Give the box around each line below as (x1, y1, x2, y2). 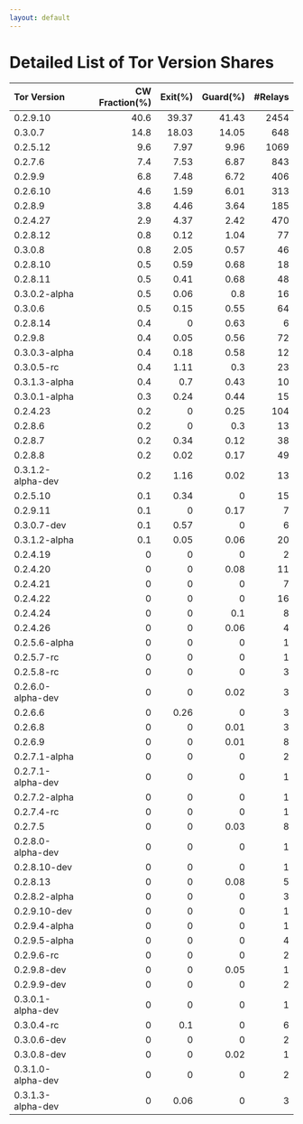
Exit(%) (160, 90, 194, 103)
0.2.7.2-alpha (14, 791, 74, 804)
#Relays (253, 90, 289, 103)
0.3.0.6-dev (14, 1033, 67, 1045)
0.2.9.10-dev (14, 905, 72, 917)
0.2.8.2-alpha (14, 890, 74, 903)
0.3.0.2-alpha (14, 287, 74, 300)
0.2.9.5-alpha (14, 934, 74, 946)
